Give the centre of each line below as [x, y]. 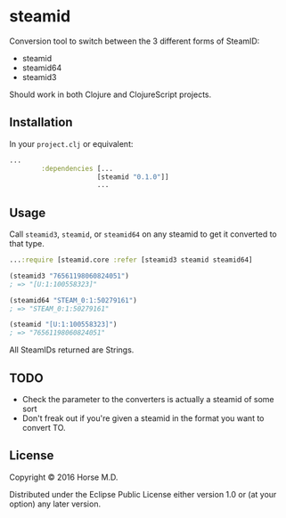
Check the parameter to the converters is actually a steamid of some [148, 399]
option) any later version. [55, 504]
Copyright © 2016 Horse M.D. [64, 477]
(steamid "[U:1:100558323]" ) [63, 325]
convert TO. [44, 428]
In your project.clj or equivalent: [71, 143]
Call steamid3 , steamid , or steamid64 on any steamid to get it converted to [143, 234]
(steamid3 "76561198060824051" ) [69, 276]
